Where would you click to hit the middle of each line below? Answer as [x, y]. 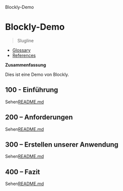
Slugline [25, 40]
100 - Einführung [32, 90]
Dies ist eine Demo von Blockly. [37, 74]
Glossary [21, 50]
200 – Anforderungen [39, 117]
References [24, 55]
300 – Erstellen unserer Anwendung [62, 144]
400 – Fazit [23, 172]
